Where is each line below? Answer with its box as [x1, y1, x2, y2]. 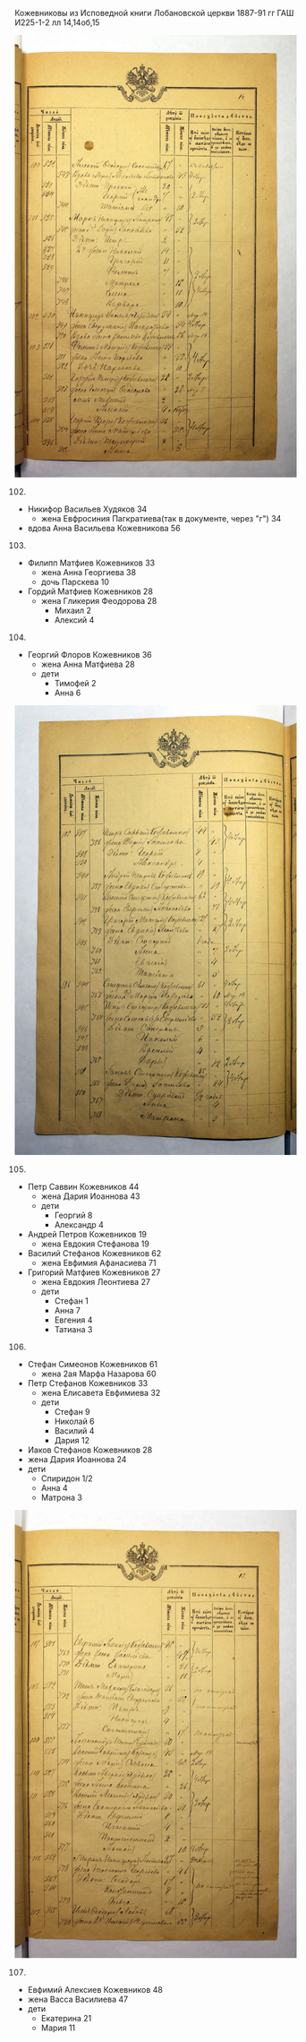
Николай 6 [54, 1416, 95, 1426]
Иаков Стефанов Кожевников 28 [27, 1444, 153, 1455]
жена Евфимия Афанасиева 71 [40, 1257, 157, 1268]
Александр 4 [54, 1219, 104, 1230]
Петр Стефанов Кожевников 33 [27, 1377, 149, 1388]
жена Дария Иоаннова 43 [40, 1191, 140, 1202]
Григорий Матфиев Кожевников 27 [27, 1267, 161, 1278]
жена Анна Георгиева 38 [40, 567, 137, 578]
